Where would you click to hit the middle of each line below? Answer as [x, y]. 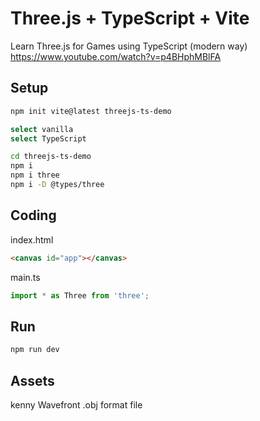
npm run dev [35, 350]
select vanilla [42, 129]
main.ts [25, 277]
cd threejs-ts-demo [51, 157]
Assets [32, 380]
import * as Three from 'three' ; [80, 295]
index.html [32, 239]
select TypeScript [48, 138]
